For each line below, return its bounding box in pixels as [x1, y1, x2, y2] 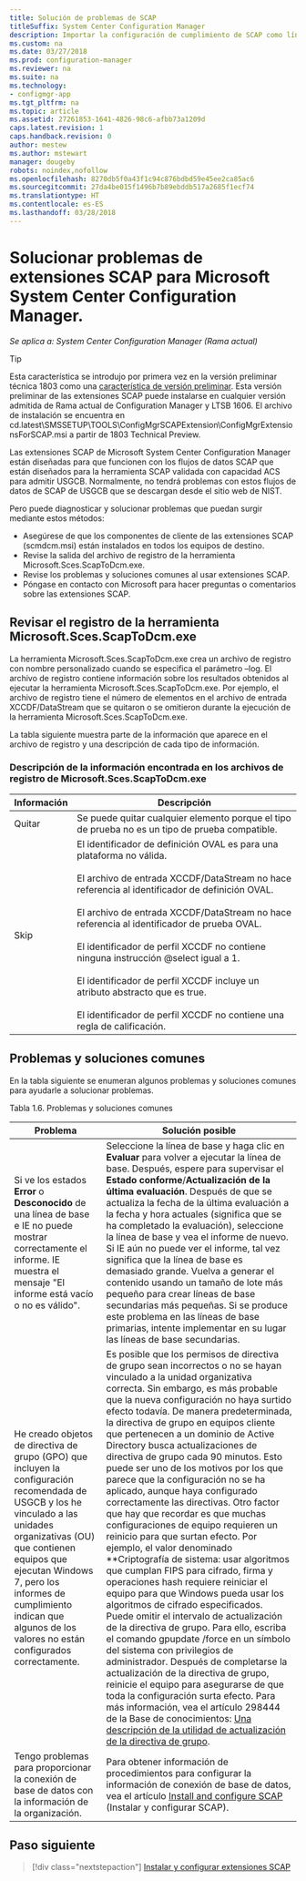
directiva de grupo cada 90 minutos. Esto [106, 1450, 283, 1463]
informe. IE [14, 1253, 61, 1266]
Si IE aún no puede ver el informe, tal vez [106, 1242, 280, 1254]
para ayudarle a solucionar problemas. [9, 1085, 154, 1096]
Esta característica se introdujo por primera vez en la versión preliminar [9, 371, 278, 382]
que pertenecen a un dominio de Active [106, 1427, 275, 1440]
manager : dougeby [9, 157, 76, 167]
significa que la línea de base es [106, 1253, 243, 1266]
